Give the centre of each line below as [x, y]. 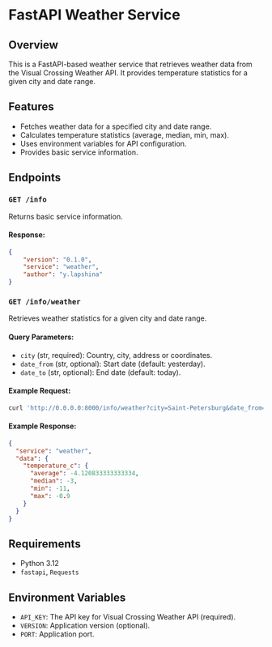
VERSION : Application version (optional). [85, 626]
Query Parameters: [41, 337]
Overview [34, 45]
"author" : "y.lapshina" [63, 275]
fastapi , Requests [49, 572]
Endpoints [35, 178]
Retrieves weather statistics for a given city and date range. [108, 318]
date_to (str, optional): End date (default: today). [100, 372]
